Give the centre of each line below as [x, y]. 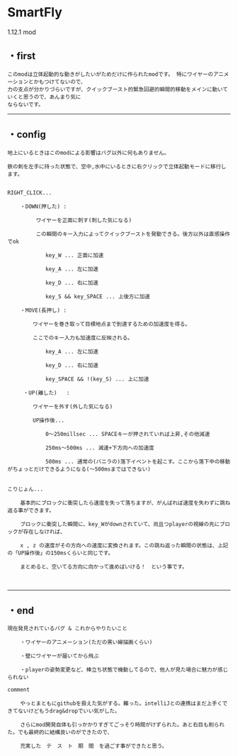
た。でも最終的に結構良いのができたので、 [60, 733]
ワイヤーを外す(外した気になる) [73, 406]
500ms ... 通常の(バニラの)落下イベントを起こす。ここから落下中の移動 [138, 461]
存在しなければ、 [44, 532]
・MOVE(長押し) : [44, 310]
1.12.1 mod [22, 32]
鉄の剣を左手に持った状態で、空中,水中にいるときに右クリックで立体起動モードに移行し [117, 166]
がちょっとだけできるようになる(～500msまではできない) [79, 469]
